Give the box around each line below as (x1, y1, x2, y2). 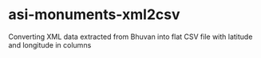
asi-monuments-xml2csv (8, 6, 181, 24)
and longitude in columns (8, 40, 92, 49)
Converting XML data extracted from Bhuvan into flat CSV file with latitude (8, 32, 253, 41)
